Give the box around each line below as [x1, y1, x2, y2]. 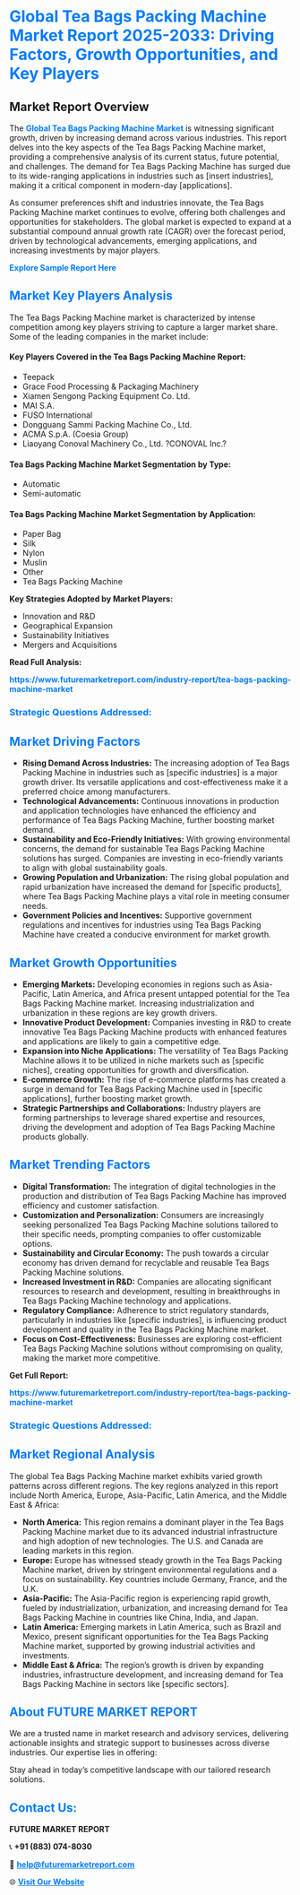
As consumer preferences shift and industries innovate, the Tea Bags [9, 197, 264, 208]
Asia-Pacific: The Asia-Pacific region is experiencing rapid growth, [21, 1593, 271, 1604]
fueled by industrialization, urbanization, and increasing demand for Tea [21, 1602, 288, 1613]
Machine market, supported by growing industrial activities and [21, 1640, 256, 1651]
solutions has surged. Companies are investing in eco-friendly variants [21, 853, 284, 864]
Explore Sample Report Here [9, 263, 116, 273]
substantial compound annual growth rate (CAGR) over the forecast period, [9, 226, 287, 237]
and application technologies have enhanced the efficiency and [21, 805, 257, 817]
